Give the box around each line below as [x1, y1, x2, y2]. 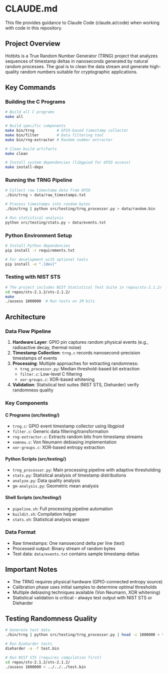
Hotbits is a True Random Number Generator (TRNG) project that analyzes [5, 53, 158, 59]
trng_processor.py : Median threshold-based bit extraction [19, 366, 140, 372]
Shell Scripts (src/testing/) [5, 494, 61, 500]
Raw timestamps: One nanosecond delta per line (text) [12, 540, 125, 546]
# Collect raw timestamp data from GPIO [5, 188, 91, 193]
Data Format [5, 529, 36, 536]
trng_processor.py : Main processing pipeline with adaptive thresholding [12, 467, 161, 473]
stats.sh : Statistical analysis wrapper [12, 516, 90, 522]
